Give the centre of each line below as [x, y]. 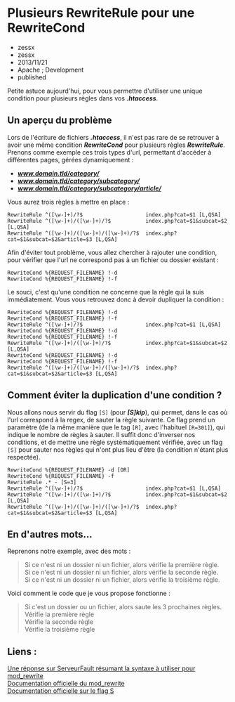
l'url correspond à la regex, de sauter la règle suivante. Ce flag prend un [111, 420]
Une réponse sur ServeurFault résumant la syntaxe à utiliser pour [101, 668]
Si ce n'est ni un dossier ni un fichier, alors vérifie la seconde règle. [121, 572]
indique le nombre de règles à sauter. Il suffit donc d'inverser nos [101, 434]
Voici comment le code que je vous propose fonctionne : [89, 593]
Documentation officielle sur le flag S [61, 691]
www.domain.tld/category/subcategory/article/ [89, 188]
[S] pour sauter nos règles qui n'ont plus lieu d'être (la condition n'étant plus [118, 449]
